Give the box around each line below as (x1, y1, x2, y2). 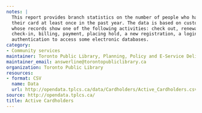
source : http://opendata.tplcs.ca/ (6, 92, 96, 98)
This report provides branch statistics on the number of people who (11, 14, 189, 20)
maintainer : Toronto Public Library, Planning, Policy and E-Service (6, 53, 185, 59)
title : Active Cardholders (6, 97, 74, 103)
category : (6, 42, 31, 48)
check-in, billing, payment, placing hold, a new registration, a (11, 31, 182, 37)
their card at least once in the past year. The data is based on (11, 20, 182, 26)
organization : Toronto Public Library (6, 64, 103, 71)
